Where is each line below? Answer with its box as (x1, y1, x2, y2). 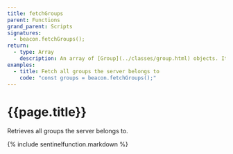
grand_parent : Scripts (7, 23, 73, 30)
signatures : (7, 29, 42, 37)
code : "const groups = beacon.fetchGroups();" (19, 74, 157, 81)
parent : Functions (7, 17, 60, 23)
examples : (7, 61, 36, 68)
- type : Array (13, 49, 54, 56)
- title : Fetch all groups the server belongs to (13, 68, 159, 75)
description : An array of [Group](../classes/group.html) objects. (19, 55, 218, 62)
